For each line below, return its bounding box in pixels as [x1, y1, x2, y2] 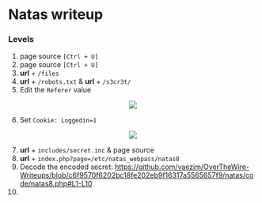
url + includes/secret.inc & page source [19, 145, 154, 155]
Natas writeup [8, 6, 104, 24]
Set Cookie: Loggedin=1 [19, 115, 97, 125]
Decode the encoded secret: [19, 162, 113, 171]
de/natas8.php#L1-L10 [19, 179, 93, 189]
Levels [8, 34, 34, 45]
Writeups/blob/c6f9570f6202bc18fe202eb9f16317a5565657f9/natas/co [19, 171, 254, 180]
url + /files [19, 69, 59, 78]
